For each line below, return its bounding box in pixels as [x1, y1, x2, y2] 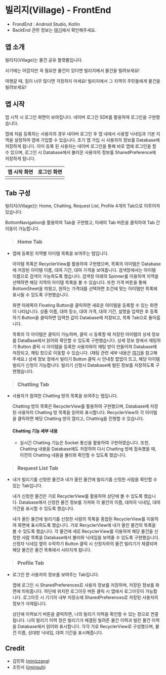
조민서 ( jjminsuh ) [12, 664, 46, 670]
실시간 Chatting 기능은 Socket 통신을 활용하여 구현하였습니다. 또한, [19, 440, 150, 446]
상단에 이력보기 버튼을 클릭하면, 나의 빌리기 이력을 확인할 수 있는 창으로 [12, 611, 150, 617]
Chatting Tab [17, 381, 49, 388]
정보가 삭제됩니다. [12, 600, 47, 606]
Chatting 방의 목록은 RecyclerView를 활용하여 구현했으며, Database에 [12, 403, 149, 409]
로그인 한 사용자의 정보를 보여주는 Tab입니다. [12, 571, 99, 577]
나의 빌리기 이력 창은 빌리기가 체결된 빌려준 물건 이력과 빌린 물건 [27, 617, 151, 623]
